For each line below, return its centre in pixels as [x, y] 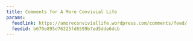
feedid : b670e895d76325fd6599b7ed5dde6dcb [66, 29]
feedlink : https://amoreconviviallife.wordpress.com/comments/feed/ [100, 23]
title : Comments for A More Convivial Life [62, 12]
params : [16, 17]
